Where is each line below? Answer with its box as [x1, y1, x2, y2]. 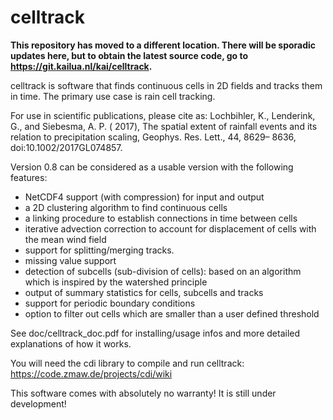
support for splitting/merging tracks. [24, 244, 175, 256]
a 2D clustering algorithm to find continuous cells [24, 201, 228, 213]
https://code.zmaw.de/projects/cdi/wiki [10, 367, 173, 380]
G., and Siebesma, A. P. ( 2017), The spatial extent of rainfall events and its [10, 120, 318, 132]
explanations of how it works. [10, 337, 132, 350]
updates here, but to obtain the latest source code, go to [10, 49, 249, 61]
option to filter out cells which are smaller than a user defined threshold [24, 307, 320, 320]
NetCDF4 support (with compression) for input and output [24, 191, 265, 203]
